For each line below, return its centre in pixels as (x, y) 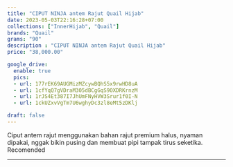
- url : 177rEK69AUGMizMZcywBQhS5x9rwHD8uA (76, 83)
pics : (21, 77)
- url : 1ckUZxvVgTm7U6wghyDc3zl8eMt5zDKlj (76, 103)
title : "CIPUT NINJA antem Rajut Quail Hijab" (76, 13)
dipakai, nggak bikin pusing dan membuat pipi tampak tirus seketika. (105, 142)
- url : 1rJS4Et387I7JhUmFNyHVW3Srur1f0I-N (76, 97)
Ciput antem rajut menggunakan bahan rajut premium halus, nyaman (105, 135)
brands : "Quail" (31, 33)
